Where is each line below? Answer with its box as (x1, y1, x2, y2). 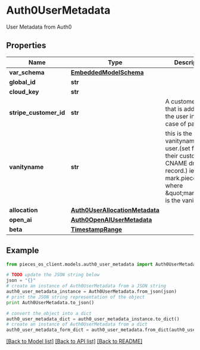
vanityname (9, 162, 44, 171)
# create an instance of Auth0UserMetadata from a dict (6, 321, 148, 327)
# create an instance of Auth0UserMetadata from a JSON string (6, 283, 167, 289)
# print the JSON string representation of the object (6, 294, 145, 300)
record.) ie (165, 166, 195, 174)
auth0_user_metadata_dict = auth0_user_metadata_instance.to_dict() (6, 316, 180, 322)
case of (165, 120, 186, 128)
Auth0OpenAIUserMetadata (70, 215, 152, 224)
